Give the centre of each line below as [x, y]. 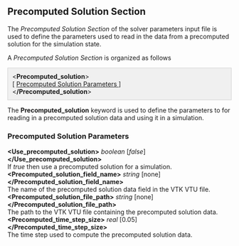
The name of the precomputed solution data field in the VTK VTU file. [109, 189]
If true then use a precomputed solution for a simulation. [90, 167]
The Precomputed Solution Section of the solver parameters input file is [112, 28]
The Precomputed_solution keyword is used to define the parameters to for [119, 110]
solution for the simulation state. [54, 44]
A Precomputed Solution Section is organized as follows [90, 58]
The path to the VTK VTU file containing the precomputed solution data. [113, 212]
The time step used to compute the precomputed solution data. [100, 235]
